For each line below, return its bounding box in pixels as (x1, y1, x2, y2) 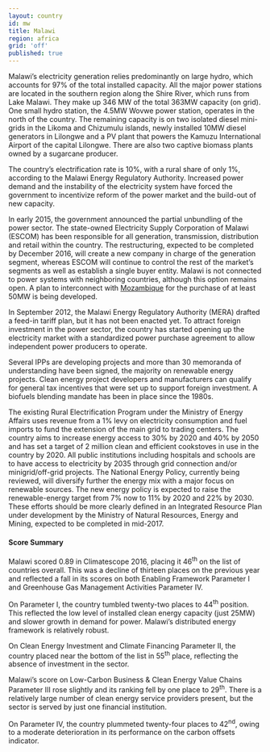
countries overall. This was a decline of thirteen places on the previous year (8, 565, 260, 574)
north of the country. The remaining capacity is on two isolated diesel (8, 115, 239, 124)
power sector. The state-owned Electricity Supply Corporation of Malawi (8, 223, 249, 233)
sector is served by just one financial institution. (8, 702, 168, 712)
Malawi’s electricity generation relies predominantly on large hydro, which (8, 72, 254, 81)
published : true (8, 49, 63, 57)
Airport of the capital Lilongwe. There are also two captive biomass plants (8, 141, 254, 149)
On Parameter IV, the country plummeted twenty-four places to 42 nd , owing (8, 717, 260, 729)
